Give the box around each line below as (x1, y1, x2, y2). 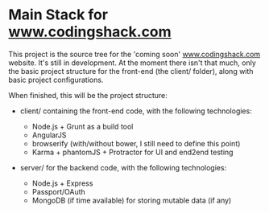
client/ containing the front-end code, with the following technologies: (19, 106, 252, 116)
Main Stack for (8, 6, 109, 24)
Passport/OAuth (31, 186, 86, 196)
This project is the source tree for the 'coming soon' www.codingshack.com (8, 49, 261, 59)
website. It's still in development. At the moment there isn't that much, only (8, 58, 256, 68)
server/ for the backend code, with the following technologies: (19, 162, 227, 172)
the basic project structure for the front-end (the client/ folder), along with (8, 66, 254, 76)
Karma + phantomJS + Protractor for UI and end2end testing (31, 147, 234, 157)
